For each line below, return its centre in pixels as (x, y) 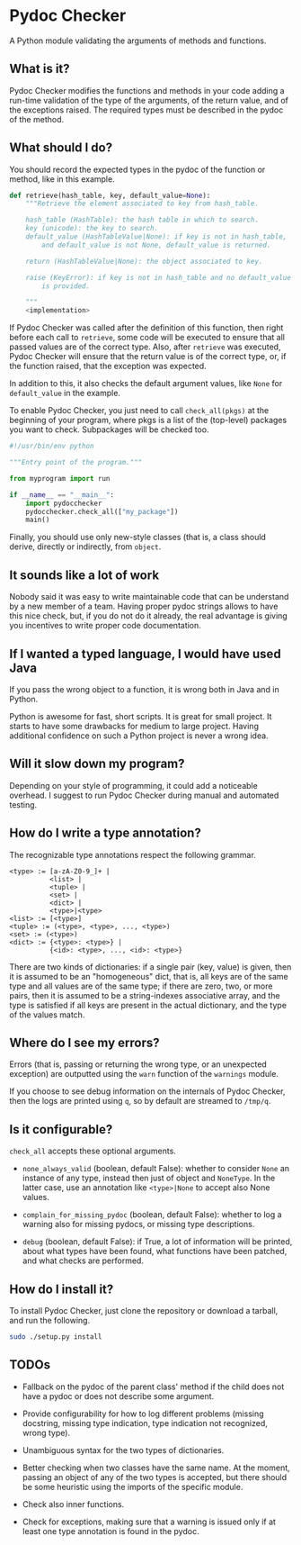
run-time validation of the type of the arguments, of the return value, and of (149, 100)
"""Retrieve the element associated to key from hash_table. (142, 203)
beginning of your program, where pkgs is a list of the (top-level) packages (148, 420)
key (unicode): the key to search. (92, 229)
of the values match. (47, 1015)
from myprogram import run (60, 478)
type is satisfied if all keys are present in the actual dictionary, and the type (148, 1005)
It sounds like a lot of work (84, 575)
